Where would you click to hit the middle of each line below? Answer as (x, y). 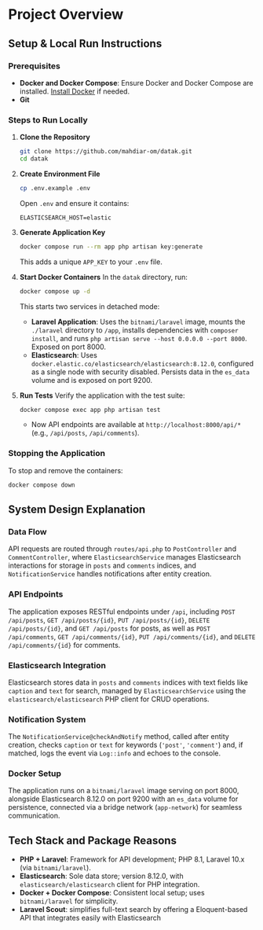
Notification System (47, 719)
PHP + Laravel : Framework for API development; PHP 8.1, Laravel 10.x (132, 859)
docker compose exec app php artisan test (90, 410)
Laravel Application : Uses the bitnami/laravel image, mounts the (138, 322)
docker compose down (42, 485)
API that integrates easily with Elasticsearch (90, 918)
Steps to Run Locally (48, 119)
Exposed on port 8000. (69, 347)
